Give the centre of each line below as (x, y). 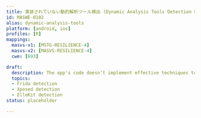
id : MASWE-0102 (25, 17)
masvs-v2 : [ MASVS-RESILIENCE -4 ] (52, 51)
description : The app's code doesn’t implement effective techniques (100, 72)
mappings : (19, 40)
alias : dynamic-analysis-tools (45, 23)
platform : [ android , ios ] (38, 28)
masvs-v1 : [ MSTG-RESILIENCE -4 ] (51, 46)
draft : (14, 67)
